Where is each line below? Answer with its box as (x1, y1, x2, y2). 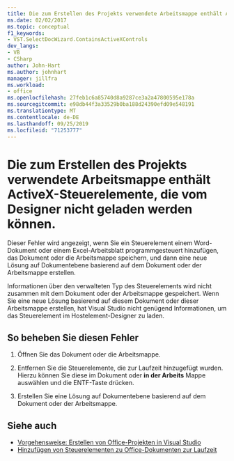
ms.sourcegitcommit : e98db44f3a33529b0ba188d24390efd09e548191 (7, 101, 195, 108)
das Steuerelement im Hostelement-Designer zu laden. (7, 311, 165, 320)
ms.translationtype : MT (7, 107, 77, 114)
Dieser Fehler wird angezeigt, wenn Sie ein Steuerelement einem (7, 239, 193, 247)
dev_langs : (7, 42, 39, 49)
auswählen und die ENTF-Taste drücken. (17, 379, 134, 387)
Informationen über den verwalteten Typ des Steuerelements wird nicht (7, 282, 212, 290)
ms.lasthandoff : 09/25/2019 (7, 120, 89, 127)
